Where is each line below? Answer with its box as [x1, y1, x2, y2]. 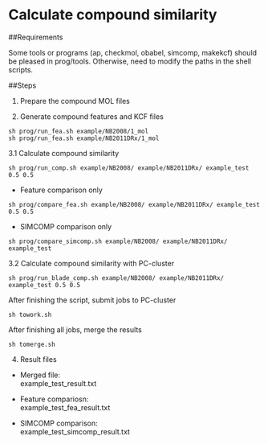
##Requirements [8, 32, 63, 42]
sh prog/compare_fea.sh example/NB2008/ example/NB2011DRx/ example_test [8, 200, 261, 208]
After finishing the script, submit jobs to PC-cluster [8, 295, 177, 305]
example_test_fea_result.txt [19, 402, 111, 412]
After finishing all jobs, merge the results [8, 324, 142, 335]
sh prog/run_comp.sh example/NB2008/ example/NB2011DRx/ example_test [8, 163, 250, 172]
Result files [19, 354, 58, 364]
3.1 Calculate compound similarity [8, 148, 120, 158]
